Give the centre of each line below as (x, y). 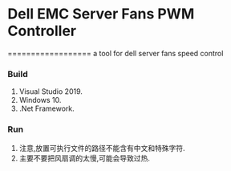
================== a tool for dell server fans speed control (115, 53)
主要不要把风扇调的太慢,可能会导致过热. (84, 158)
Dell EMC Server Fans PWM (101, 14)
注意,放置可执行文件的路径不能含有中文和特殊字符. (102, 148)
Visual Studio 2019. (51, 92)
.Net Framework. (47, 108)
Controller (42, 31)
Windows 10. (40, 100)
